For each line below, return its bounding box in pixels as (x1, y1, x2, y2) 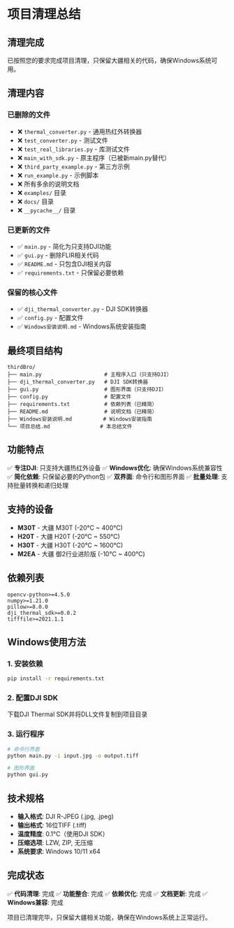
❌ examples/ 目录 (17, 188, 66, 196)
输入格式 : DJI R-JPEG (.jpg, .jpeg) (17, 812, 114, 820)
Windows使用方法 (7, 636, 86, 648)
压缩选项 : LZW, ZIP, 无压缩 (17, 839, 93, 846)
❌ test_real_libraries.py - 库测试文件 (17, 145, 131, 153)
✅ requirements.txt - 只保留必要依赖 (17, 268, 124, 277)
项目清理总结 (7, 6, 82, 22)
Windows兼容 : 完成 (7, 898, 64, 906)
